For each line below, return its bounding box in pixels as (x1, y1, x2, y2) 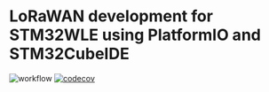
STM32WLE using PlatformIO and (9, 25, 262, 45)
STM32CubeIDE (9, 44, 131, 64)
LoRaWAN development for (9, 6, 213, 27)
